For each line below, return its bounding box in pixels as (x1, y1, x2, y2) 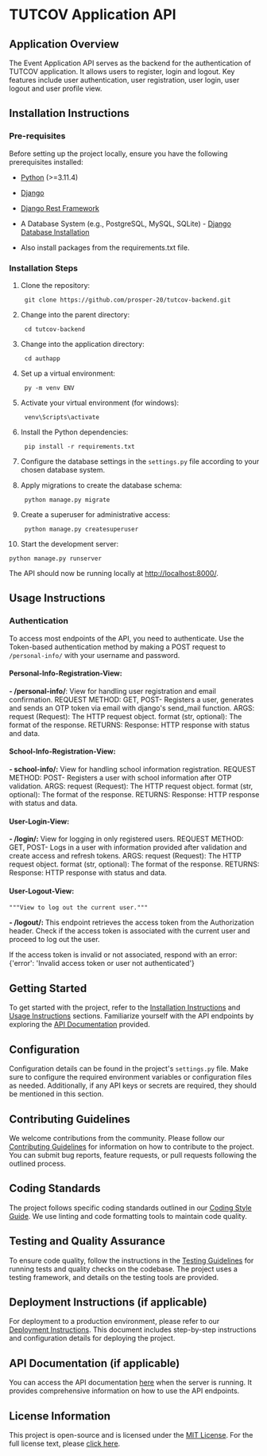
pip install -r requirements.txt (24, 442, 135, 450)
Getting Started (9, 981, 87, 995)
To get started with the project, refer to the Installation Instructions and (9, 1002, 241, 1012)
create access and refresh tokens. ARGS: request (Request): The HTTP (9, 851, 242, 861)
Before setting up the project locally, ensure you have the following (9, 149, 229, 158)
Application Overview (9, 37, 119, 51)
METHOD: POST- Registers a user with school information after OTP (9, 773, 232, 783)
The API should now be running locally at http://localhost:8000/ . (9, 568, 219, 578)
